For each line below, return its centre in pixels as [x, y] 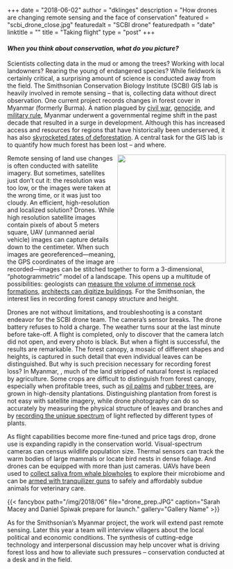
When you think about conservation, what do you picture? [93, 48]
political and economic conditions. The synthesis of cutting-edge [100, 538]
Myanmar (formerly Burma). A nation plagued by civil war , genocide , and [111, 108]
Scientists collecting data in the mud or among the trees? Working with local [116, 64]
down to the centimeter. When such [58, 247]
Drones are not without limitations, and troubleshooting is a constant [105, 312]
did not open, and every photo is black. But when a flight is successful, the [114, 342]
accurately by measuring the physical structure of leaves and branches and [115, 408]
